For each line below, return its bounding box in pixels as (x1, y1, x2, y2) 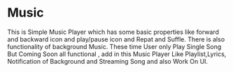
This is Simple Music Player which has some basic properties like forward (7, 28, 219, 36)
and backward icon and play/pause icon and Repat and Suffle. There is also (7, 35, 225, 43)
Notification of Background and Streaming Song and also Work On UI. (7, 57, 209, 65)
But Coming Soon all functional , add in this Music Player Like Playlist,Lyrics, (7, 50, 227, 58)
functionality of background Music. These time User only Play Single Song (7, 42, 222, 51)
